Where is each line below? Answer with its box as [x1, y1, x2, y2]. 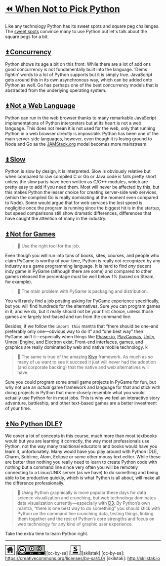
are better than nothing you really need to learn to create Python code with [5, 459, 157, 465]
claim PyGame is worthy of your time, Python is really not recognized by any [5, 258, 161, 264]
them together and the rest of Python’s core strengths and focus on [17, 516, 155, 522]
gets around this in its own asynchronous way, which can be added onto [5, 77, 153, 82]
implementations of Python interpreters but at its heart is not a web [5, 120, 142, 126]
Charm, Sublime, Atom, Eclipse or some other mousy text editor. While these [5, 454, 161, 459]
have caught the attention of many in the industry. [5, 215, 107, 222]
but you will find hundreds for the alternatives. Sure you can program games [5, 303, 161, 309]
